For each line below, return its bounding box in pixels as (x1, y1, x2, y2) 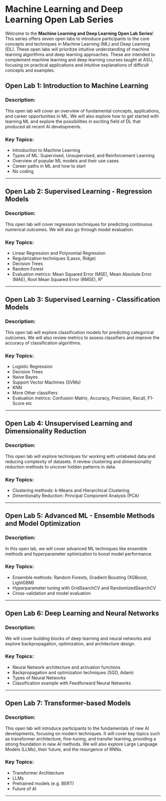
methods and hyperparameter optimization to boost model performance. (5, 551, 153, 557)
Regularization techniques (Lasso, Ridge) (12, 255, 96, 261)
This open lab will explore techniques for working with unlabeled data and (5, 453, 156, 459)
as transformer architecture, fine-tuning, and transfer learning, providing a (5, 736, 157, 742)
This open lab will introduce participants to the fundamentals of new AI (5, 725, 149, 731)
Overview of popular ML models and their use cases (12, 158, 119, 164)
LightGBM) (12, 579, 35, 585)
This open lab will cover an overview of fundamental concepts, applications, (5, 108, 161, 114)
